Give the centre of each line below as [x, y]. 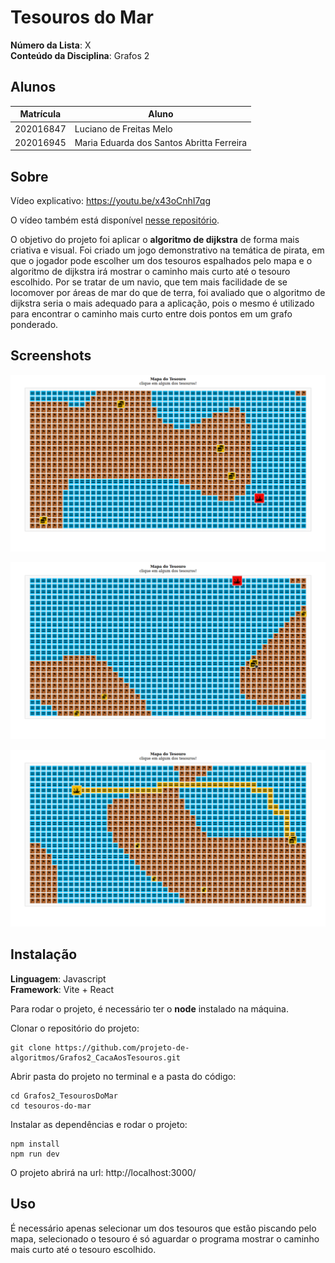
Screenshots [51, 356]
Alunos [33, 87]
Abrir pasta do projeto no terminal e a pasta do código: [123, 1076]
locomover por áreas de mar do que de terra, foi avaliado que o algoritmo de [168, 293]
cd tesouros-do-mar [51, 1106]
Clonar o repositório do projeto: [75, 1028]
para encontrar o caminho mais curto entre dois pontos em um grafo [151, 314]
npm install [35, 1144]
